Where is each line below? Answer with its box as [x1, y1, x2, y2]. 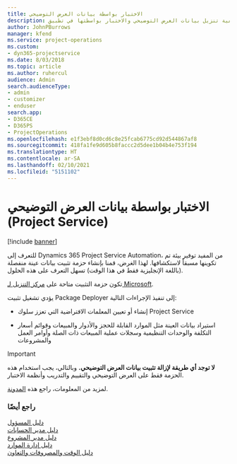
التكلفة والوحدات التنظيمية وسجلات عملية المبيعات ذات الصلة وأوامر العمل [17, 328, 212, 337]
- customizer [7, 96, 46, 103]
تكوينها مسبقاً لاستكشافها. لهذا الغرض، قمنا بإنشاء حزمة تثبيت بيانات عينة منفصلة [7, 258, 217, 267]
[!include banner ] [7, 237, 58, 245]
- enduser [7, 103, 37, 110]
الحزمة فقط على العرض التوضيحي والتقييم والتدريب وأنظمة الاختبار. [7, 371, 184, 379]
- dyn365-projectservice [7, 50, 80, 57]
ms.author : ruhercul [7, 69, 68, 76]
